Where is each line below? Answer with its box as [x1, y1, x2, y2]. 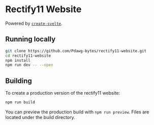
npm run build [5, 100, 36, 105]
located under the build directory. [5, 114, 75, 120]
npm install [5, 58, 30, 63]
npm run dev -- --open [5, 62, 53, 68]
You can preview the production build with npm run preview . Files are [5, 109, 149, 115]
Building [5, 76, 32, 85]
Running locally [5, 35, 56, 44]
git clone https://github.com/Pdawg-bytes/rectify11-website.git [5, 48, 146, 54]
